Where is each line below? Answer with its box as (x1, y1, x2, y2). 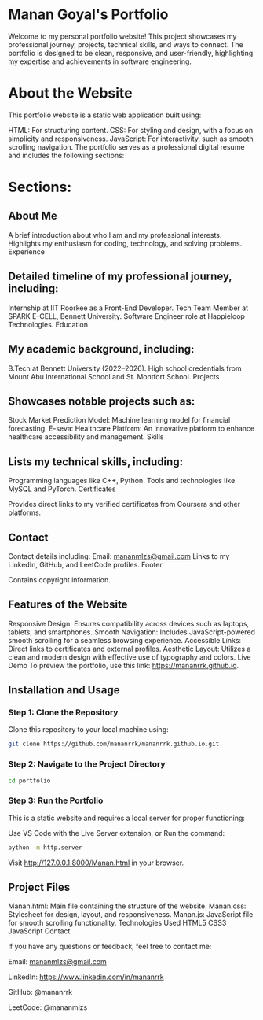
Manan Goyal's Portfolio (8, 6, 169, 24)
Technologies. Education (8, 320, 89, 329)
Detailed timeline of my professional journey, (8, 270, 232, 283)
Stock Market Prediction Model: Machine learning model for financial (8, 416, 231, 425)
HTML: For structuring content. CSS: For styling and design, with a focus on (8, 125, 254, 135)
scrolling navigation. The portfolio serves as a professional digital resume (8, 142, 245, 151)
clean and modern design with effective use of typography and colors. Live (8, 652, 251, 662)
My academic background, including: (8, 342, 195, 356)
